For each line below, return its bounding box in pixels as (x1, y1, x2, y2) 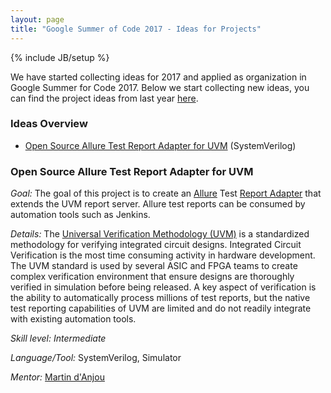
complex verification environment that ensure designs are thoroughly (10, 271, 295, 283)
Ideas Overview (10, 117, 88, 131)
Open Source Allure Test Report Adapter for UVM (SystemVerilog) (24, 139, 297, 151)
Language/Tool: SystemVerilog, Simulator (10, 352, 182, 364)
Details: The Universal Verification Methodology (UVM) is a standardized (10, 228, 310, 240)
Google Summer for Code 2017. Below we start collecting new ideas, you (10, 81, 310, 93)
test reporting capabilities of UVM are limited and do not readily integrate (10, 302, 312, 315)
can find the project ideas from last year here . (10, 92, 199, 104)
